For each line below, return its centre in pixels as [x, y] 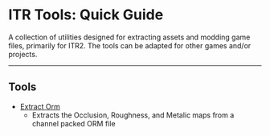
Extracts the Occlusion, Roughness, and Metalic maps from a [133, 115]
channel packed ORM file [74, 123]
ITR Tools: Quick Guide [86, 15]
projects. [23, 54]
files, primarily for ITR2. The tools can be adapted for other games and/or [130, 45]
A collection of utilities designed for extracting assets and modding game [129, 37]
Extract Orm [40, 106]
